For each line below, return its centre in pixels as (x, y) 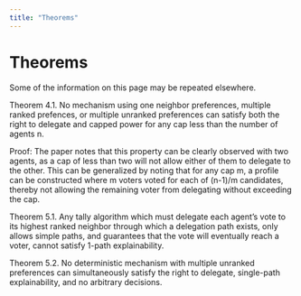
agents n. (27, 134)
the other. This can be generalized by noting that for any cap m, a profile (144, 170)
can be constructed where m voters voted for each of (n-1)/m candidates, (146, 180)
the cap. (25, 199)
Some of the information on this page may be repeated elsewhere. (133, 88)
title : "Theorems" (44, 18)
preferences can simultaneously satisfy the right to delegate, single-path (145, 273)
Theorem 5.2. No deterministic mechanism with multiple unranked (132, 263)
